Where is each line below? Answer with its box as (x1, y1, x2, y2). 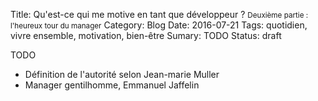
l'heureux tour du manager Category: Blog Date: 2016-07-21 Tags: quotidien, (10, 19, 308, 31)
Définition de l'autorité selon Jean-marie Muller (24, 69, 220, 80)
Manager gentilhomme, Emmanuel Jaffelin (24, 79, 200, 91)
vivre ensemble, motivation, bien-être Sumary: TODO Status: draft (10, 30, 282, 41)
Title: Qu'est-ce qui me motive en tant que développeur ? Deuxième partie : (10, 9, 309, 20)
